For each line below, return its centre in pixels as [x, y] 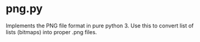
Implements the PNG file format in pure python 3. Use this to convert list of [100, 26]
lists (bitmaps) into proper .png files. [51, 32]
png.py [24, 9]
